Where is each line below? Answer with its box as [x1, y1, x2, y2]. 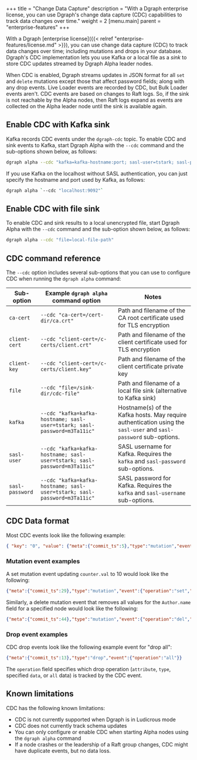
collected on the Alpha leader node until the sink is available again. [6, 103, 167, 109]
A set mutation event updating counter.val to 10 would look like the [6, 571, 169, 578]
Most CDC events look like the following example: [6, 532, 126, 539]
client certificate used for [118, 338, 188, 346]
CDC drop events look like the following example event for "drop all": [6, 644, 172, 651]
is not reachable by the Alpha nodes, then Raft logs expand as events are [6, 96, 183, 104]
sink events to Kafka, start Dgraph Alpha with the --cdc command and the [6, 141, 184, 149]
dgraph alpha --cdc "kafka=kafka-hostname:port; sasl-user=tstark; [6, 159, 175, 165]
